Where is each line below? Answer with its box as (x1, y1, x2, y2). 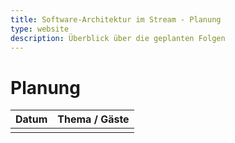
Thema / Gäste (57, 112, 130, 126)
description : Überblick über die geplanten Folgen (10, 33, 226, 43)
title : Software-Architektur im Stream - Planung (10, 14, 222, 25)
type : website (10, 24, 70, 34)
